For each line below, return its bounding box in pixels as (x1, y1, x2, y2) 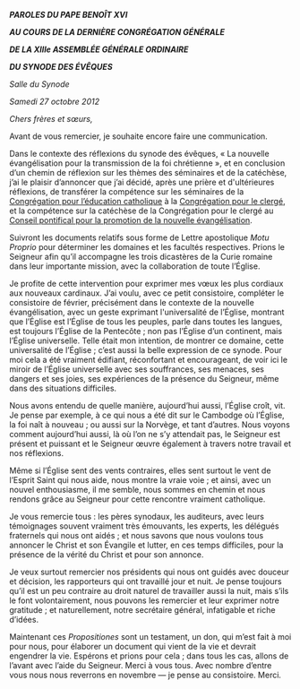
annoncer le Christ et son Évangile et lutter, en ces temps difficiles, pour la (9, 539, 284, 550)
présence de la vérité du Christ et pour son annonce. (9, 549, 204, 560)
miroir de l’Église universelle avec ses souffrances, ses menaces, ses (9, 364, 264, 375)
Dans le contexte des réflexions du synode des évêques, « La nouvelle (9, 149, 270, 159)
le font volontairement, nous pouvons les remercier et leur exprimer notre (9, 595, 279, 606)
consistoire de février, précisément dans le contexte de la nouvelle (9, 297, 255, 307)
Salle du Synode (9, 79, 70, 90)
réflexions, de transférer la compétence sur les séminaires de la (9, 186, 244, 197)
